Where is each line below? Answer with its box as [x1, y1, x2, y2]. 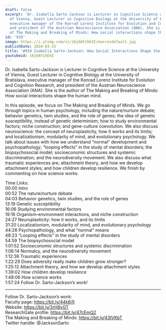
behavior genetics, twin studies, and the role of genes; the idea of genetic [5, 113, 156, 119]
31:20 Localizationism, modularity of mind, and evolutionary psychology [5, 222, 152, 228]
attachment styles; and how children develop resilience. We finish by [5, 165, 145, 171]
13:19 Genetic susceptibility [5, 201, 61, 207]
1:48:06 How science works [5, 274, 62, 280]
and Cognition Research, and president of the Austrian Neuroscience [5, 82, 146, 88]
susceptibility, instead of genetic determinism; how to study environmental [5, 118, 157, 124]
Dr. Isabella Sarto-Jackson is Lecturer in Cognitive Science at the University [5, 67, 160, 73]
